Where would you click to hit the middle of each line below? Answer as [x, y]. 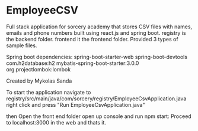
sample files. [22, 45]
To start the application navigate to [49, 92]
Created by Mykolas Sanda [39, 81]
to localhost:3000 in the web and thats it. [56, 122]
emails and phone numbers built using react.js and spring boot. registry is [96, 32]
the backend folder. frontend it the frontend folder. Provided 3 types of [92, 39]
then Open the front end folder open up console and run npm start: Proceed [99, 116]
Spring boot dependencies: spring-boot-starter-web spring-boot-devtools [97, 57]
